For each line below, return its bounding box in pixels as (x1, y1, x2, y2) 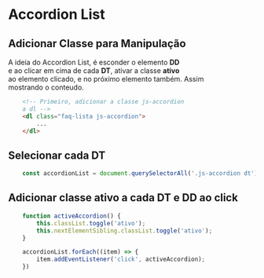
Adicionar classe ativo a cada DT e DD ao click (8, 191, 238, 205)
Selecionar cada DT (8, 148, 106, 162)
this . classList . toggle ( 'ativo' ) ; (36, 219, 146, 227)
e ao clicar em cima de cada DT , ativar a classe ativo (8, 66, 180, 75)
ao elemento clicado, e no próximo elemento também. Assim (8, 75, 204, 83)
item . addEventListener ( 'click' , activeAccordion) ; (36, 255, 206, 264)
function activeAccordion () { (22, 212, 122, 220)
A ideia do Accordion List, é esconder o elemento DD (8, 57, 180, 67)
